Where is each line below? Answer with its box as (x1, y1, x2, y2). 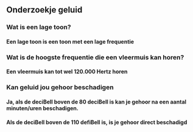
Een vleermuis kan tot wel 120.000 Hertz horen (6, 68, 128, 75)
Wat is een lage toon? (6, 23, 71, 31)
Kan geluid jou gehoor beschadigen (6, 83, 114, 91)
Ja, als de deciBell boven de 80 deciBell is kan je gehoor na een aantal (6, 98, 187, 105)
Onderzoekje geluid (6, 5, 83, 15)
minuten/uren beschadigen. (6, 104, 79, 111)
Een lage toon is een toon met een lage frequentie (6, 38, 135, 45)
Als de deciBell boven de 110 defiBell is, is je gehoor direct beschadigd (6, 118, 188, 126)
